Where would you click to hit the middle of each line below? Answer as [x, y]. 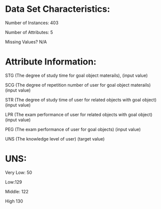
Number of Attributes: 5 [29, 32]
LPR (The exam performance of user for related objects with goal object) [79, 114]
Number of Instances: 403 [32, 23]
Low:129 [14, 182]
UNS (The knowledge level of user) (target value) [55, 139]
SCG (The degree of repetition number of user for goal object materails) [78, 85]
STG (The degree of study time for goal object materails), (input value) [77, 75]
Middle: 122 [17, 191]
